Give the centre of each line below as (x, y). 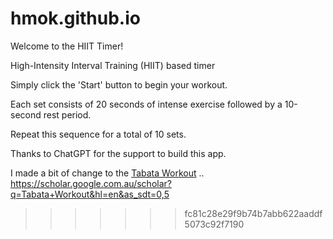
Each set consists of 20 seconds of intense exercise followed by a (146, 104)
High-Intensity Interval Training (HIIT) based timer (113, 65)
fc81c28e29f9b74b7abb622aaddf (253, 213)
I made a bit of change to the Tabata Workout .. (107, 173)
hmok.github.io (75, 18)
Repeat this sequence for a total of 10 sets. (98, 134)
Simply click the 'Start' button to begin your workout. (119, 84)
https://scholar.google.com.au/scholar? (91, 183)
